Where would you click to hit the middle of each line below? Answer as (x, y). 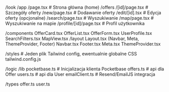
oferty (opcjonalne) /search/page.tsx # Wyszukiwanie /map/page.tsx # (80, 18)
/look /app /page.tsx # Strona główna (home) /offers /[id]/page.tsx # (77, 7)
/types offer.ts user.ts (28, 84)
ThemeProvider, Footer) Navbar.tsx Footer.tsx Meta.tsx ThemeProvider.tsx (83, 44)
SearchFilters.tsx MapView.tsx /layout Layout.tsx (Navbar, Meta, (72, 38)
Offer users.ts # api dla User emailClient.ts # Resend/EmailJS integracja (80, 74)
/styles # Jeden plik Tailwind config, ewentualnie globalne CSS (71, 54)
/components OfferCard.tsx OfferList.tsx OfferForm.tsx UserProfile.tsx (79, 33)
